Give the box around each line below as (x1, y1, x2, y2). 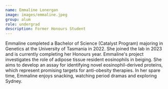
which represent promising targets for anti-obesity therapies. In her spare (5, 67, 160, 74)
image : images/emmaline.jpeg (5, 12, 68, 17)
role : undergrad (5, 21, 40, 27)
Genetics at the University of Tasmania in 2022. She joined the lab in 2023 (5, 46, 162, 52)
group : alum (5, 17, 31, 22)
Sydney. (5, 78, 23, 84)
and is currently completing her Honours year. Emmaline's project (5, 51, 144, 57)
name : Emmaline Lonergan (5, 7, 58, 13)
